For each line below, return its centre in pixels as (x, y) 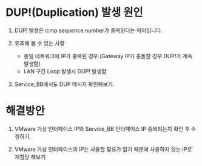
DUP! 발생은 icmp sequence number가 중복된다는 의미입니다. (89, 30)
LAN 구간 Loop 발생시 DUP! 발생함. (66, 71)
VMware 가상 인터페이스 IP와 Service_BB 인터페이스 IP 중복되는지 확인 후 (102, 128)
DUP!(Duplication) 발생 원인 (74, 12)
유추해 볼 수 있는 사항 (39, 43)
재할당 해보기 (30, 157)
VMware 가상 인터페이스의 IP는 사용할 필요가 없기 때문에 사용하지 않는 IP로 (103, 149)
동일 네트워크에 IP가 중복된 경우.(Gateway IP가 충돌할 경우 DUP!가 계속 (108, 56)
